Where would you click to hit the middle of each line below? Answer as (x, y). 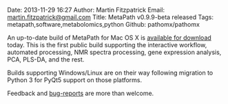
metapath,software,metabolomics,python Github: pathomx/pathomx (103, 24)
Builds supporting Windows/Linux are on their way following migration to (110, 73)
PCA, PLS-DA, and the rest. (46, 60)
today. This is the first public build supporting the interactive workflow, (107, 45)
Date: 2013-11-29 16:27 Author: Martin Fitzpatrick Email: (86, 10)
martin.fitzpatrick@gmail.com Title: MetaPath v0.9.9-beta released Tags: (111, 17)
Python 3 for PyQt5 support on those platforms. (75, 80)
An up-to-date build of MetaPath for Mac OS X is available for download (109, 38)
